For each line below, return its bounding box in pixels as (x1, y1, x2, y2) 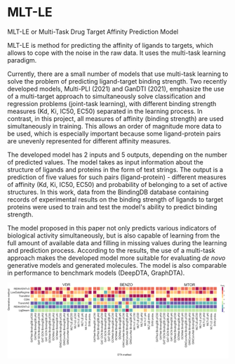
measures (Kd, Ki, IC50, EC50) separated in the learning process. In (7, 107, 203, 115)
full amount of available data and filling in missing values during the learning (7, 238, 227, 247)
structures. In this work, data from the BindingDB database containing (7, 188, 209, 196)
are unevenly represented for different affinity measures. (7, 136, 171, 145)
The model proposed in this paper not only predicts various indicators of (7, 223, 217, 232)
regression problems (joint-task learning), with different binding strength (7, 99, 217, 108)
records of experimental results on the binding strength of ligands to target (7, 195, 223, 204)
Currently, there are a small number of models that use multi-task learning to (7, 70, 229, 78)
